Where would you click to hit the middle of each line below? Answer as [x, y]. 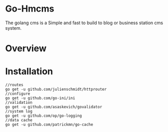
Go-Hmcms [30, 9]
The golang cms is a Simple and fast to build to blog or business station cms [84, 23]
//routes [14, 85]
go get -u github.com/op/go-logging [44, 116]
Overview [26, 49]
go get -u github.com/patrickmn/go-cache [49, 125]
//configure [18, 94]
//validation [19, 103]
